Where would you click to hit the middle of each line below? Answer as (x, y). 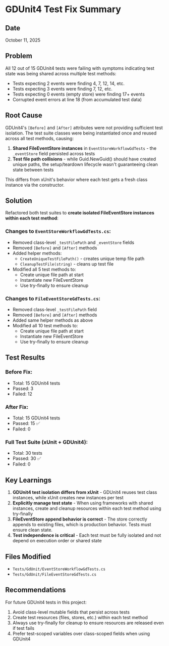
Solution (19, 201)
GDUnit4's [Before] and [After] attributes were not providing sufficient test (84, 127)
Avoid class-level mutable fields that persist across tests (71, 612)
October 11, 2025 (23, 40)
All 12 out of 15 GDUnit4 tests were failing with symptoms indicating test (80, 68)
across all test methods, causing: (40, 138)
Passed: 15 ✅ (26, 423)
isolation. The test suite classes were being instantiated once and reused (81, 133)
